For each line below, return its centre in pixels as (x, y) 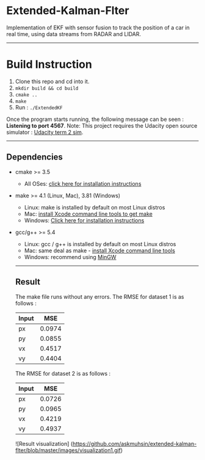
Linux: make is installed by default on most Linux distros (95, 207)
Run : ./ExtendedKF (39, 107)
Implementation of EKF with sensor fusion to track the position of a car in (98, 27)
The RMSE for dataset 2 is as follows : (63, 373)
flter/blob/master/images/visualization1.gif (68, 450)
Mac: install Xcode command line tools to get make (88, 214)
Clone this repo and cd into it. (52, 81)
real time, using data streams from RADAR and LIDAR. (74, 34)
